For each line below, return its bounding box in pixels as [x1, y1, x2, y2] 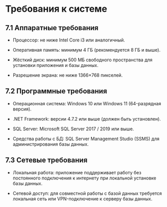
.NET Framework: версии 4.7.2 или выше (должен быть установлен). [12, 116, 161, 122]
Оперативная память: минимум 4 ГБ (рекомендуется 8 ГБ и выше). [12, 47, 161, 53]
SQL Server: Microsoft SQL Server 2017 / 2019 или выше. [12, 126, 134, 132]
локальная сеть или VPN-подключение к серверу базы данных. [12, 195, 153, 202]
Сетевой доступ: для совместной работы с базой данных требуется [12, 190, 162, 196]
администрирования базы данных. [12, 141, 89, 147]
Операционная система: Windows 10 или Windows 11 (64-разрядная [12, 100, 161, 106]
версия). [12, 106, 32, 112]
